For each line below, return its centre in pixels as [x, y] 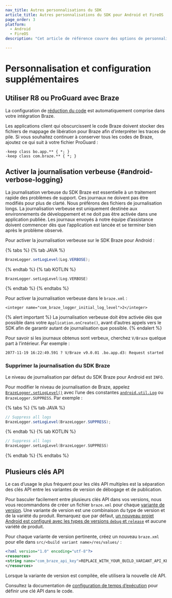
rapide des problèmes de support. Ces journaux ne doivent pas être [77, 197]
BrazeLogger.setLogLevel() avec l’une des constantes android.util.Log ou [84, 392]
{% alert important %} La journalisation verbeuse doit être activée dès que [84, 317]
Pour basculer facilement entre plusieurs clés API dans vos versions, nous [83, 500]
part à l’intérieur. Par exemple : [38, 343]
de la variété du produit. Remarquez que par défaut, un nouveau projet [80, 516]
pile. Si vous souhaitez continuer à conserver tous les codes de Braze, [79, 137]
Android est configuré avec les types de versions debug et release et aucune [86, 521]
